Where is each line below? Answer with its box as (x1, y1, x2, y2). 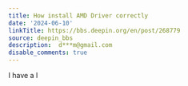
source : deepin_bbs (8, 33, 74, 42)
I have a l (8, 71, 38, 80)
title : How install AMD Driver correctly (8, 11, 149, 20)
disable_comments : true (8, 49, 88, 57)
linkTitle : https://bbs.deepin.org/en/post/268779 (8, 26, 181, 34)
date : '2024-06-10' (8, 19, 74, 27)
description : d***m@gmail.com (8, 41, 113, 49)
